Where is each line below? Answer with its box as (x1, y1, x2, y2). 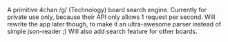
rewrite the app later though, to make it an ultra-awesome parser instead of (7, 20, 222, 28)
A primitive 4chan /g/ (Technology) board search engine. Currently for (7, 6, 207, 14)
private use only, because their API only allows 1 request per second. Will (7, 13, 216, 21)
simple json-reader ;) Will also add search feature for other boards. (7, 27, 198, 35)
